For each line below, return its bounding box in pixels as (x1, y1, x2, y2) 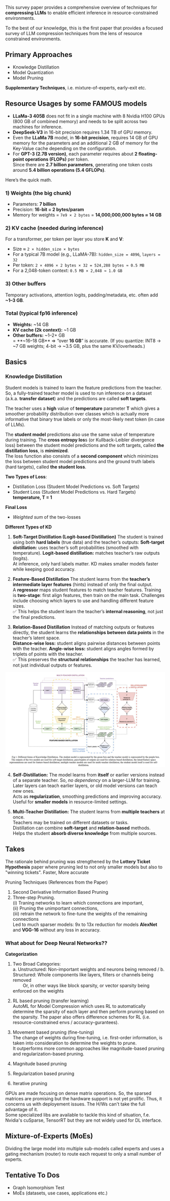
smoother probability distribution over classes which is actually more (5, 410, 149, 416)
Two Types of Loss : (5, 473, 47, 479)
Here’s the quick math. (5, 176, 52, 183)
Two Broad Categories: (12, 960, 61, 967)
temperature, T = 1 (12, 494, 52, 500)
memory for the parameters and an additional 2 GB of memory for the (12, 140, 158, 146)
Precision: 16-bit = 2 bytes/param (12, 206, 84, 213)
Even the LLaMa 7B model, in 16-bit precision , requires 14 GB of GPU (12, 134, 158, 140)
